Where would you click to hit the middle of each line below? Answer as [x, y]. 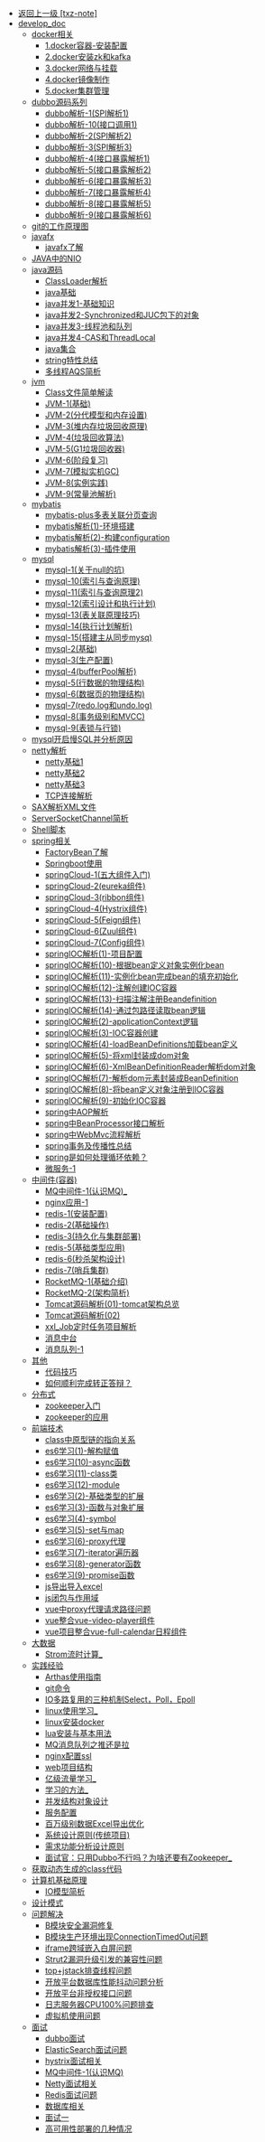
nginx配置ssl [68, 1756]
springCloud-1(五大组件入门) [98, 874]
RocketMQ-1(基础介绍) [87, 1281]
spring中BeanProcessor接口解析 [105, 1123]
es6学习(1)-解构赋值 [82, 1451]
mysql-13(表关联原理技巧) [92, 615]
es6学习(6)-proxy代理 [85, 1541]
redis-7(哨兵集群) [77, 1270]
